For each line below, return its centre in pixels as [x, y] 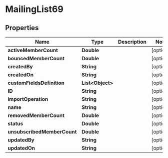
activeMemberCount [33, 50]
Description [132, 42]
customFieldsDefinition [36, 83]
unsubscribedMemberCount [42, 132]
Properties [22, 28]
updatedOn [21, 148]
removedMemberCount [36, 115]
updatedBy [21, 140]
